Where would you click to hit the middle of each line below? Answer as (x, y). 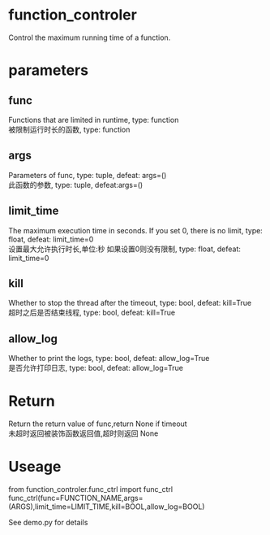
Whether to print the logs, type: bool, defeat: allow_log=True (109, 359)
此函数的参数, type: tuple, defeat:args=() (76, 185)
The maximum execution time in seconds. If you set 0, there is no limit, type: (136, 230)
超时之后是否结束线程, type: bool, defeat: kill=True (92, 313)
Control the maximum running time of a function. (90, 37)
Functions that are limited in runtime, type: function (94, 120)
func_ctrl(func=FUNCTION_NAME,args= (76, 498)
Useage (35, 467)
